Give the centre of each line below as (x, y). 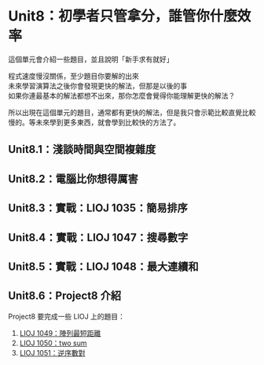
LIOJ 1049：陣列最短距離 (60, 333)
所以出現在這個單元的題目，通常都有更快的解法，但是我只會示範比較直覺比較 (132, 112)
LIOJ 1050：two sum (53, 343)
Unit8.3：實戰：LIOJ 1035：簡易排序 (98, 209)
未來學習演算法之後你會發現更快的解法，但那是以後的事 (97, 86)
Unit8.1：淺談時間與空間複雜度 (82, 149)
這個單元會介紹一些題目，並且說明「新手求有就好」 (91, 59)
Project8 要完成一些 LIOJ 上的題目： (67, 316)
